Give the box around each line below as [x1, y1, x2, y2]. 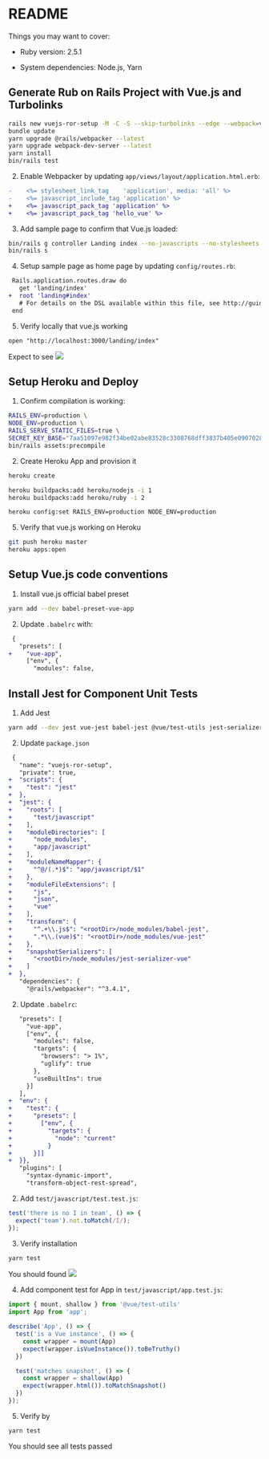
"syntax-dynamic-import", [26, 1172, 113, 1180]
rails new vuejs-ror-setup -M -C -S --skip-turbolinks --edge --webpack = [8, 120, 260, 128]
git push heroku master [8, 538, 88, 547]
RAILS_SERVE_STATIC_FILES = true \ [8, 427, 120, 435]
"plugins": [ [18, 1164, 62, 1172]
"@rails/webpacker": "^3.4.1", [26, 985, 130, 993]
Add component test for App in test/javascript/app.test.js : [19, 1285, 223, 1294]
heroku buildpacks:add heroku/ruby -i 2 [8, 494, 146, 502]
